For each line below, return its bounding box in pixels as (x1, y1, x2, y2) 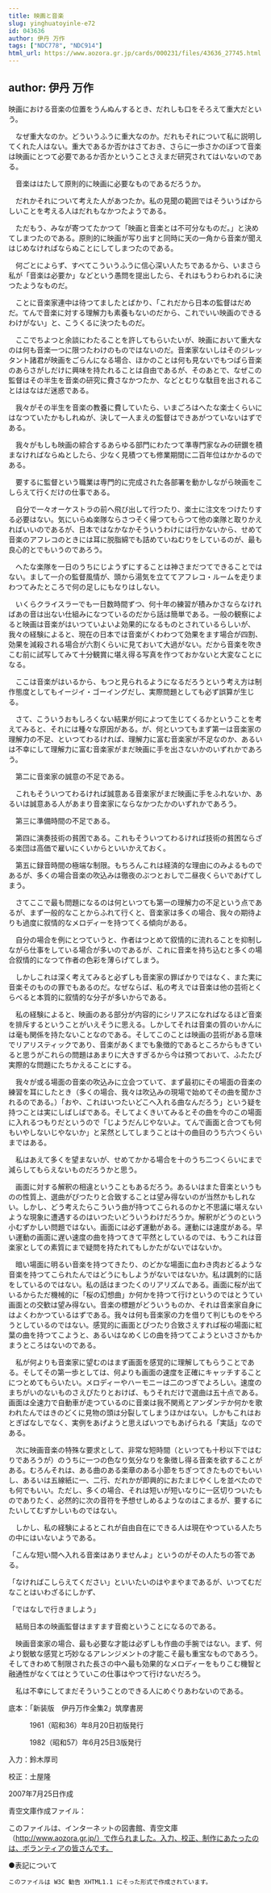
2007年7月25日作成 (8, 1788, 74, 1799)
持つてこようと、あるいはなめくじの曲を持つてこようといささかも (35, 1330, 256, 1340)
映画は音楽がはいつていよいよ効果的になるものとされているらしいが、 (22, 619, 256, 629)
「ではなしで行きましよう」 (8, 1604, 101, 1614)
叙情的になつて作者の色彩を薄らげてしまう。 (15, 955, 164, 965)
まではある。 (8, 1137, 51, 1147)
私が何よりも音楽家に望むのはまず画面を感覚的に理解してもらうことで (15, 1357, 248, 1367)
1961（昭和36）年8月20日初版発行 (29, 1720, 144, 1730)
